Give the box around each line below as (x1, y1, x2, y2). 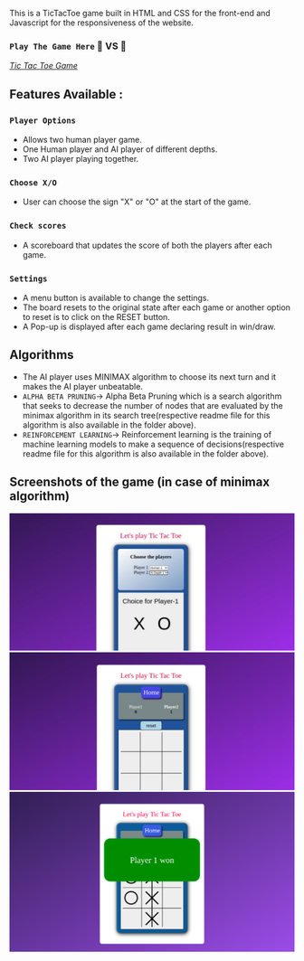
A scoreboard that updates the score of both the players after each (22, 240, 273, 250)
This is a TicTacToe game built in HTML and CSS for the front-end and (9, 8, 271, 18)
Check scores (9, 221, 67, 231)
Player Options (9, 115, 77, 126)
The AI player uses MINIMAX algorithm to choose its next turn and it (22, 371, 277, 382)
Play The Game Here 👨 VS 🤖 (9, 40, 127, 52)
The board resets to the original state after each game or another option (22, 302, 291, 313)
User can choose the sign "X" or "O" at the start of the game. (22, 196, 252, 207)
